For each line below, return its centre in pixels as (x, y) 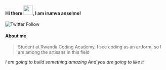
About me (16, 36)
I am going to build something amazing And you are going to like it (75, 62)
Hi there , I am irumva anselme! (43, 13)
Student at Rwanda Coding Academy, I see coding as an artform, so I (90, 47)
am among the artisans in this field (54, 52)
